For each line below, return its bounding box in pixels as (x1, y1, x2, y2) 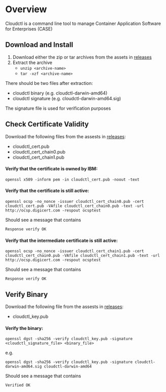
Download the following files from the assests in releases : (5, 133, 126, 139)
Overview (5, 4, 47, 15)
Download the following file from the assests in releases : (5, 304, 124, 310)
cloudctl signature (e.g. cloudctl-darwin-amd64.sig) (12, 95, 121, 101)
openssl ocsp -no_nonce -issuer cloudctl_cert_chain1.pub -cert (5, 249, 144, 254)
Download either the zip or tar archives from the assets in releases (12, 54, 152, 60)
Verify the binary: (5, 325, 43, 331)
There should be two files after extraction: (5, 80, 93, 86)
